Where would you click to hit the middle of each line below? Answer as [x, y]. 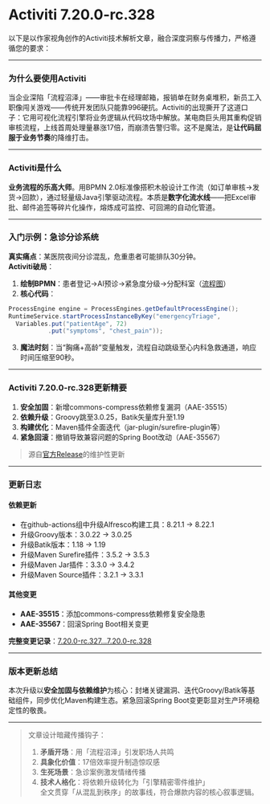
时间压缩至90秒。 [49, 357]
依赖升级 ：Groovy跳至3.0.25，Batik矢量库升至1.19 [102, 417]
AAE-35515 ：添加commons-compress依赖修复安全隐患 [112, 614]
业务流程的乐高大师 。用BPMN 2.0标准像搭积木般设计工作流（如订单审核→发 [134, 187]
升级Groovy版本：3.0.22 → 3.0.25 [76, 534]
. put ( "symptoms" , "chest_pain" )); [105, 331]
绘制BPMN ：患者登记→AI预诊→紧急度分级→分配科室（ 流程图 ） [125, 284]
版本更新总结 [33, 671]
